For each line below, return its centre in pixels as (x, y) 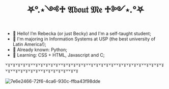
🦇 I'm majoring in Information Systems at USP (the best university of (84, 39)
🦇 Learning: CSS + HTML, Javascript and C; (59, 55)
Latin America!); (29, 44)
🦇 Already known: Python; (40, 50)
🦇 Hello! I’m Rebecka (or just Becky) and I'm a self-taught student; (82, 33)
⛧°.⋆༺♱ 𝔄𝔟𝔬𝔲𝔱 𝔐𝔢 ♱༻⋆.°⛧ (86, 10)
